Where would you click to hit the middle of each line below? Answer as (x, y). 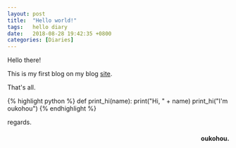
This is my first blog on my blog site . (60, 74)
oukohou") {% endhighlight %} (52, 109)
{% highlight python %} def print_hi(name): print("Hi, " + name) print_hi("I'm (118, 101)
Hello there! (24, 60)
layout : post (26, 14)
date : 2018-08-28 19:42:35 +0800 (60, 33)
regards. (19, 122)
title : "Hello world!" (42, 20)
